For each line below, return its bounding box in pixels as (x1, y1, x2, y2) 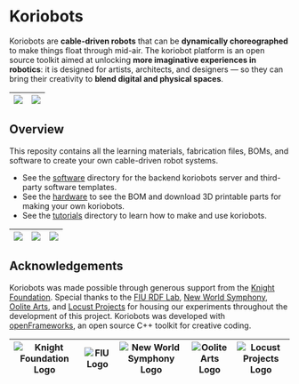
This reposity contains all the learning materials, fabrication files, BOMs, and (9, 145, 289, 156)
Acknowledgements (9, 259, 124, 274)
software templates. (44, 181, 117, 192)
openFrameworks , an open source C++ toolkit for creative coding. (9, 320, 252, 331)
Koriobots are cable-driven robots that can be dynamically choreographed (9, 36, 289, 46)
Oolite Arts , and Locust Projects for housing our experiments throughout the (9, 300, 288, 312)
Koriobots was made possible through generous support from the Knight (9, 282, 275, 292)
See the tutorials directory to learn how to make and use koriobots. (21, 210, 267, 220)
